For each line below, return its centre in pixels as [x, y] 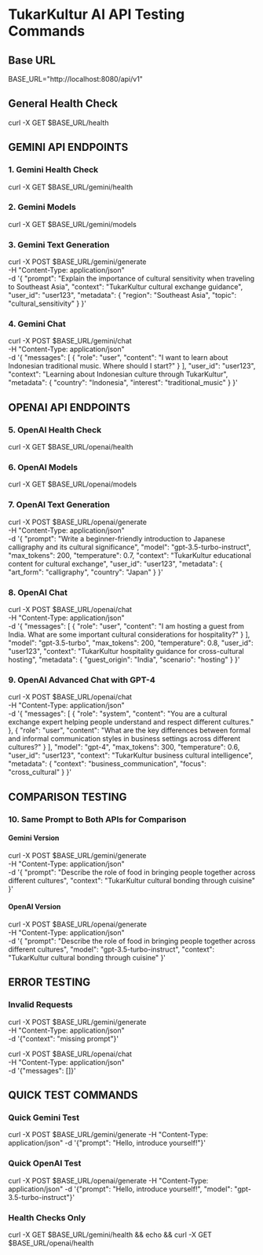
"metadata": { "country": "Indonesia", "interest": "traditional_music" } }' [123, 383]
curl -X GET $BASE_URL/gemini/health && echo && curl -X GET [110, 1235]
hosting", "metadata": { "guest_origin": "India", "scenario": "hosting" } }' [124, 659]
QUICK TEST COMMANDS [73, 1095]
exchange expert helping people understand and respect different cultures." [131, 722]
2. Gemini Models [42, 207]
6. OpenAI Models [43, 467]
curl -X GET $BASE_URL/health [58, 123]
